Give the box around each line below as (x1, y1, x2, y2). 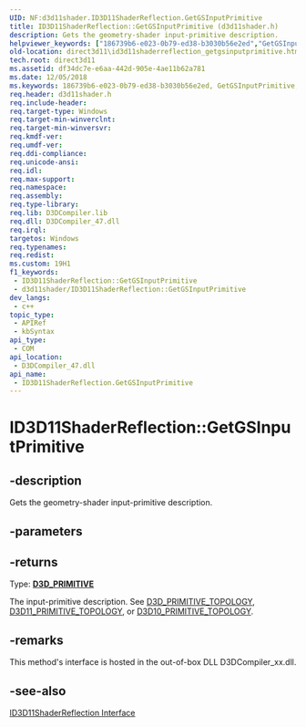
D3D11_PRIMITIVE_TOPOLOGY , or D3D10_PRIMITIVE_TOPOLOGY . (9, 606, 254, 617)
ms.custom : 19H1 (9, 259, 71, 269)
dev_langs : (9, 293, 51, 302)
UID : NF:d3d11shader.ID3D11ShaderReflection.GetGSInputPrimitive (9, 13, 262, 23)
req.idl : (9, 166, 43, 175)
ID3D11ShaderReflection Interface (9, 708, 136, 719)
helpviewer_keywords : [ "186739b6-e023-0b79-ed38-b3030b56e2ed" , (9, 38, 259, 48)
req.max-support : (9, 174, 76, 183)
